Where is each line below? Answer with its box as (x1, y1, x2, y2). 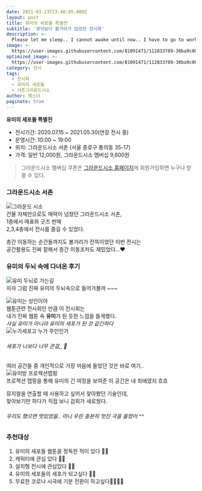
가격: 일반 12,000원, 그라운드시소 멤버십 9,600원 (14, 151, 130, 158)
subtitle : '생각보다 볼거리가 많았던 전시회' (6, 25, 105, 32)
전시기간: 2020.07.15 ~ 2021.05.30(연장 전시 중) (14, 128, 129, 136)
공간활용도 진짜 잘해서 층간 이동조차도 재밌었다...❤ (6, 245, 126, 253)
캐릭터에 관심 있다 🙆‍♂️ (14, 455, 66, 462)
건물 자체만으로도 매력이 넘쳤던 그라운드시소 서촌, (6, 210, 122, 217)
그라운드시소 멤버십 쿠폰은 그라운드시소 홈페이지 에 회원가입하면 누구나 (20, 164, 185, 171)
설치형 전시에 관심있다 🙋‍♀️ (14, 463, 75, 470)
